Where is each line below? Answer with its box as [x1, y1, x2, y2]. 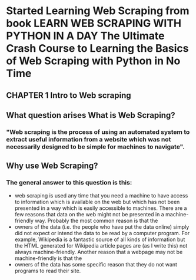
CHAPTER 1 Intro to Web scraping [6, 90, 131, 100]
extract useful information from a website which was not [6, 135, 171, 143]
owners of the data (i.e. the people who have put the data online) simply [14, 223, 190, 230]
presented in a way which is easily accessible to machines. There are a [14, 205, 187, 212]
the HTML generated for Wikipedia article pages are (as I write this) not [14, 242, 188, 249]
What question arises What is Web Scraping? [6, 110, 175, 120]
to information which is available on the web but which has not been [14, 198, 180, 205]
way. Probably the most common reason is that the [35, 217, 158, 224]
